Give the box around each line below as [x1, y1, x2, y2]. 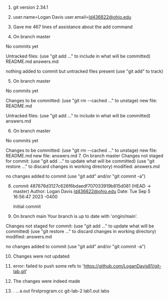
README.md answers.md [6, 58, 59, 65]
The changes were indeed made [13, 278, 80, 284]
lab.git [13, 268, 27, 274]
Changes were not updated [13, 253, 70, 259]
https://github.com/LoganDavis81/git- [83, 263, 161, 269]
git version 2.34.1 [13, 5, 48, 10]
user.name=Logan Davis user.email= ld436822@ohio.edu [13, 14, 131, 20]
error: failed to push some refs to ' [13, 263, 85, 269]
